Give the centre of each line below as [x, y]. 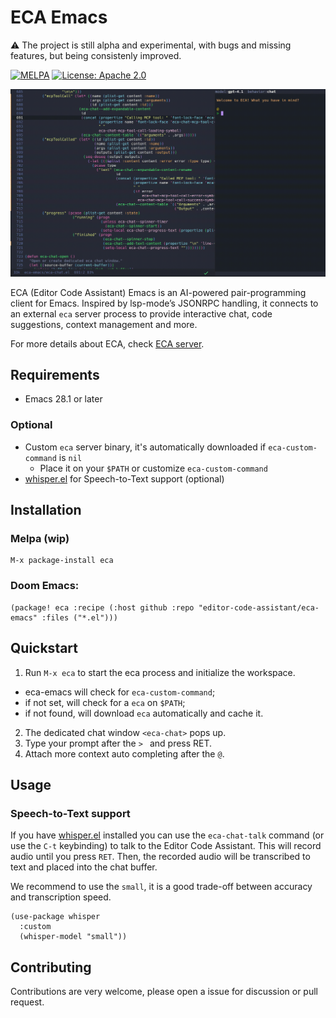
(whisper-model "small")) [73, 937]
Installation [46, 510]
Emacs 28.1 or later [63, 399]
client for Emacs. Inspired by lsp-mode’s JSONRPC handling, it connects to [164, 303]
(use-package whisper [55, 917]
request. [27, 1002]
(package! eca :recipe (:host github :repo [102, 607]
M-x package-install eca [62, 561]
